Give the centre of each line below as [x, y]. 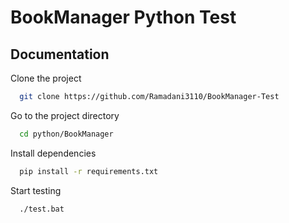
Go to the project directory [65, 115]
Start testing [36, 190]
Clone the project [46, 78]
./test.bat [42, 209]
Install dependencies [53, 153]
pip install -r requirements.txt [89, 171]
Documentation [60, 54]
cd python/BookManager [66, 134]
